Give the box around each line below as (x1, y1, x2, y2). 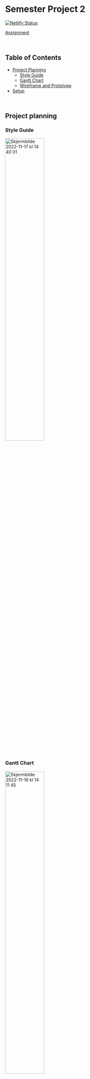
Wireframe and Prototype (19, 82, 72, 88)
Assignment (5, 29, 30, 35)
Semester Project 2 (5, 3, 86, 15)
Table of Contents (5, 54, 62, 62)
